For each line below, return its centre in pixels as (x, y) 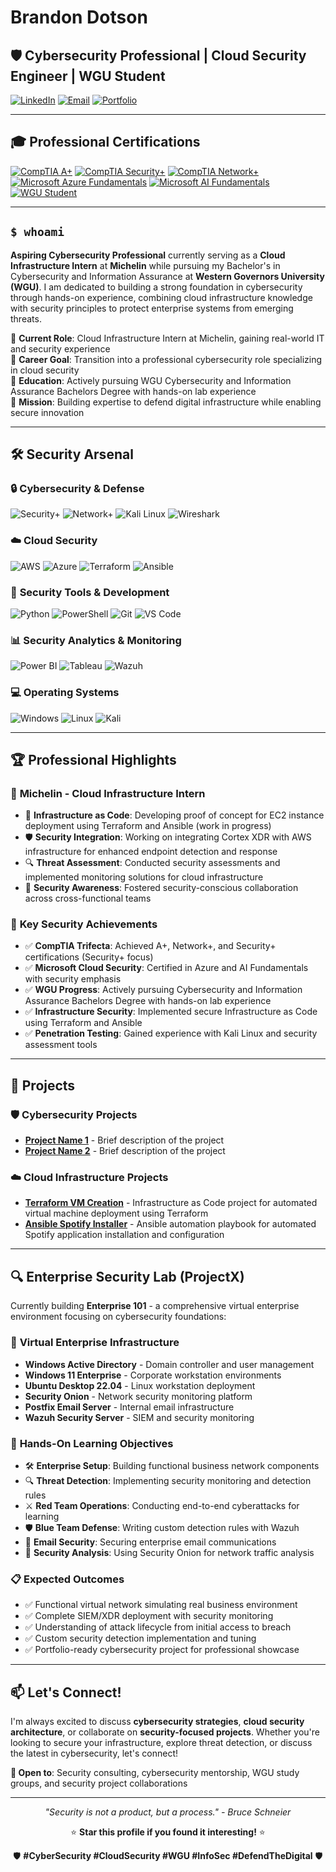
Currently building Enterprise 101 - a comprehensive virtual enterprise (155, 1306)
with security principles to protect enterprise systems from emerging (152, 308)
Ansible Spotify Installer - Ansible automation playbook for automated (170, 1224)
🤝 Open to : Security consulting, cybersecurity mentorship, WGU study (155, 1772)
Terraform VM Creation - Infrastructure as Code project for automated (171, 1203)
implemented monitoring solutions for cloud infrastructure (144, 877)
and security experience (60, 348)
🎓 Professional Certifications (105, 142)
